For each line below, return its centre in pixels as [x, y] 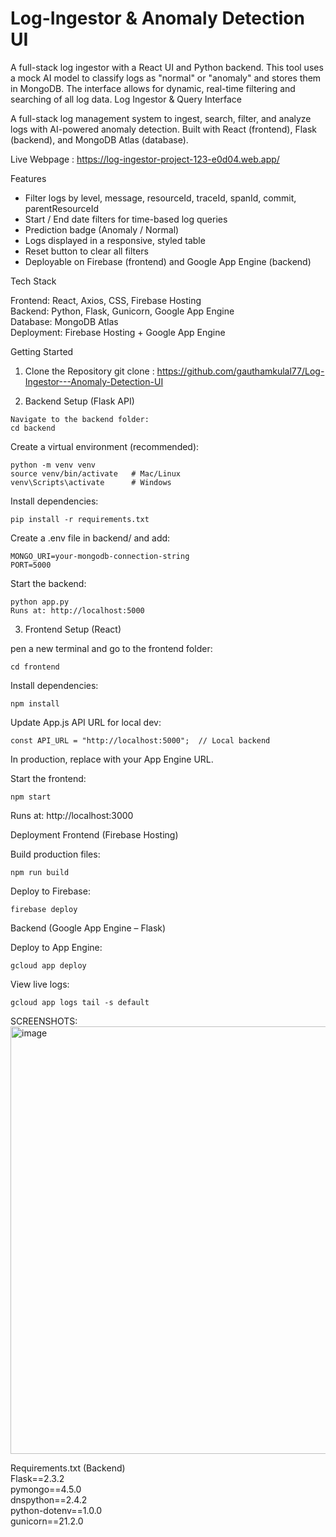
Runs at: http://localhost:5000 [77, 610]
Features [28, 178]
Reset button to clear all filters [86, 251]
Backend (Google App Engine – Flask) [88, 928]
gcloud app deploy [48, 965]
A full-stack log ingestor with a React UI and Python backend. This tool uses [167, 67]
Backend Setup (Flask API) [79, 401]
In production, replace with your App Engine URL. [112, 759]
